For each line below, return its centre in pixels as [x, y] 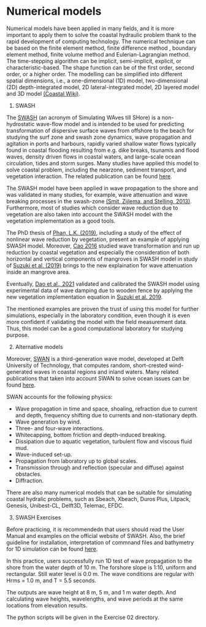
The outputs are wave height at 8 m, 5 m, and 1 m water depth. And [91, 592]
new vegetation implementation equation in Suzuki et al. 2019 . [85, 297]
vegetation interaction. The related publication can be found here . [90, 176]
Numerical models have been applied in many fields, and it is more [90, 28]
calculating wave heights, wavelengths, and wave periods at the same [95, 599]
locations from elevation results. [47, 605]
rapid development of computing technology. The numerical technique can [101, 41]
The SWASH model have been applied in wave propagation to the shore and [102, 188]
